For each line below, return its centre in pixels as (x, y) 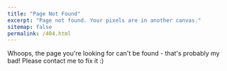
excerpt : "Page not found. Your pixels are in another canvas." (104, 20)
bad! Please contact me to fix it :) (56, 61)
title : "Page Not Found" (44, 14)
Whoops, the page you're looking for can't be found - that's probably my (113, 53)
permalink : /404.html (39, 33)
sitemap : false (30, 27)
